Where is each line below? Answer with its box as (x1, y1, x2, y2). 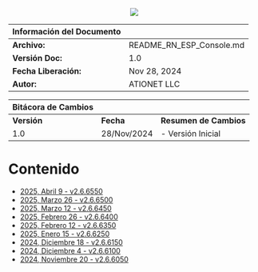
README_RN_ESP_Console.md (129, 40, 245, 50)
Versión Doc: (12, 53, 62, 63)
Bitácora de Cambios (12, 102, 94, 112)
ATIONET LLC (129, 78, 181, 90)
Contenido (8, 160, 80, 178)
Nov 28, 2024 (129, 66, 182, 76)
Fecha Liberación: (12, 66, 81, 76)
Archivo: (12, 40, 46, 50)
